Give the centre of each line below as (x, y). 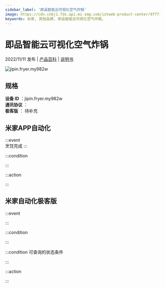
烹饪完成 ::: (16, 146)
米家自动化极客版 (31, 201)
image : (12, 14)
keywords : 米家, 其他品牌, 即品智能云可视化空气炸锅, (55, 19)
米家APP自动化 (28, 128)
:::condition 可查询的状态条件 (34, 252)
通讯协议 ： (16, 105)
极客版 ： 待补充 (21, 111)
